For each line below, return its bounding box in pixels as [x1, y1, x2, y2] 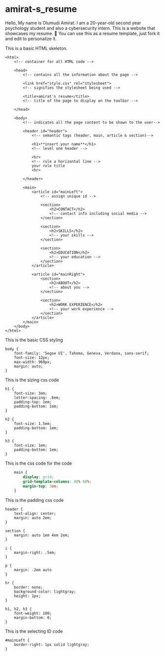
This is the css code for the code [5, 460, 72, 466]
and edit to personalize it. [5, 36, 57, 42]
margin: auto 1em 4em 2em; [14, 533, 70, 538]
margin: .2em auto [14, 568, 52, 573]
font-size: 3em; [14, 391, 48, 396]
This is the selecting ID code [5, 628, 63, 634]
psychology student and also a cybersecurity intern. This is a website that [5, 25, 156, 31]
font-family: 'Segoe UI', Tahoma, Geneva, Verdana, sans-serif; [14, 351, 149, 356]
